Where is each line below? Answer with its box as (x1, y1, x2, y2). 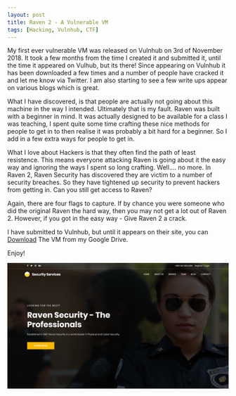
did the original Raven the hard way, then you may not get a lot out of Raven (7, 207, 227, 215)
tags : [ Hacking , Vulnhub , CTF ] (7, 26, 99, 33)
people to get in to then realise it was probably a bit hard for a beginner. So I (7, 127, 228, 136)
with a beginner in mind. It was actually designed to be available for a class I (7, 113, 228, 121)
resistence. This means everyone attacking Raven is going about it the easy (7, 155, 226, 165)
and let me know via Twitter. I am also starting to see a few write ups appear (7, 76, 228, 84)
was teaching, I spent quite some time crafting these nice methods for (7, 120, 210, 128)
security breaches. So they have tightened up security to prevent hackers (7, 178, 220, 186)
